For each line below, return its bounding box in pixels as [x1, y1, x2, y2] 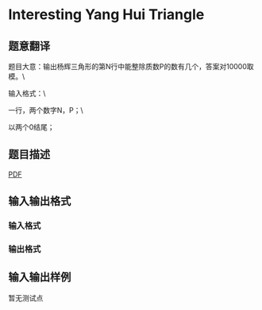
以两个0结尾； [8, 122, 55, 132]
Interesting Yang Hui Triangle [8, 6, 205, 24]
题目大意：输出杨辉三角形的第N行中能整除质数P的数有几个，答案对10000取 [8, 62, 254, 71]
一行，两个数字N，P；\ [8, 106, 83, 114]
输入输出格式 [8, 195, 71, 208]
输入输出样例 [8, 270, 71, 284]
